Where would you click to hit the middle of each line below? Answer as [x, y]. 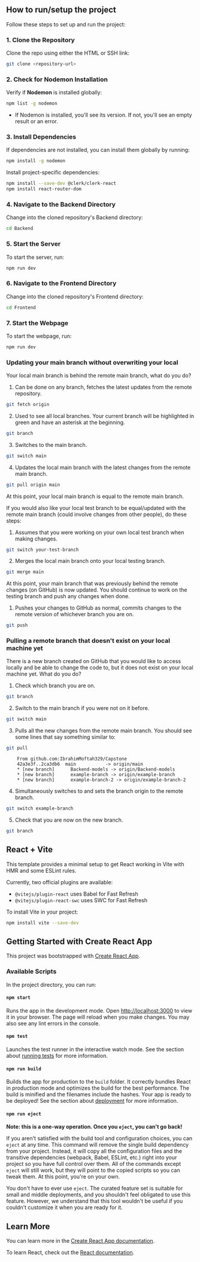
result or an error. [36, 121]
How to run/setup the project [61, 10]
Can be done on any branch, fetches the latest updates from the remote [103, 387]
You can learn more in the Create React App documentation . [81, 1241]
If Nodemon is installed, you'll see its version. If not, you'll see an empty [104, 115]
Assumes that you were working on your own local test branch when [99, 532]
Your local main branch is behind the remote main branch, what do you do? [99, 375]
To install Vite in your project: [42, 912]
